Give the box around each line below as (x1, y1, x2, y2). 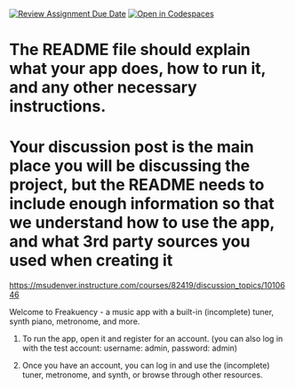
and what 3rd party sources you (9, 231, 251, 252)
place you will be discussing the (9, 156, 251, 176)
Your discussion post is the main (9, 137, 255, 158)
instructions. (9, 96, 107, 117)
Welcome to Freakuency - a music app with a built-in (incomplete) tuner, (9, 307, 274, 318)
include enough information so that (9, 194, 275, 214)
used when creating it (9, 250, 173, 271)
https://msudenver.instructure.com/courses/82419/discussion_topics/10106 (9, 280, 286, 291)
